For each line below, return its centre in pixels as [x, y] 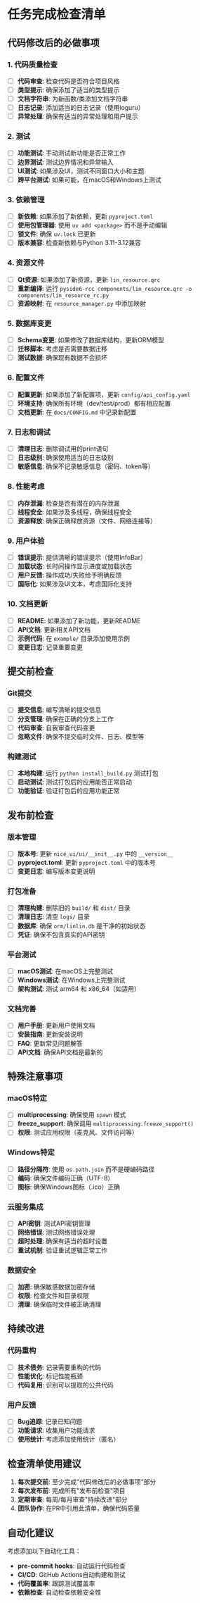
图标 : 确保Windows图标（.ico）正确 [69, 1187]
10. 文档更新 [27, 604]
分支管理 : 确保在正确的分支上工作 [65, 718]
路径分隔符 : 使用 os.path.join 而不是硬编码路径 [86, 1169]
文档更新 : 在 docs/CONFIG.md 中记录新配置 [77, 412]
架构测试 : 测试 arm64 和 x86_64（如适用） [79, 989]
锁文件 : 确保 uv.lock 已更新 [56, 234]
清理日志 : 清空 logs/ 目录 [53, 917]
